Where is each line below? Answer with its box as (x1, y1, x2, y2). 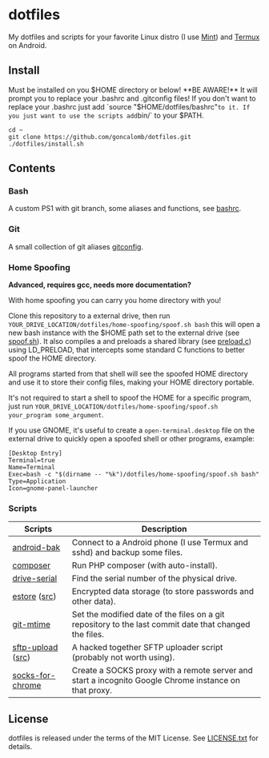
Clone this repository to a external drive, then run (8, 311, 171, 321)
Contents (8, 162, 56, 175)
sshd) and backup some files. (71, 547, 183, 558)
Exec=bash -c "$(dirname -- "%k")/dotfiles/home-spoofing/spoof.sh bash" (8, 470, 260, 479)
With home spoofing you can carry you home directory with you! (8, 296, 222, 305)
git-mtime (12, 619, 50, 630)
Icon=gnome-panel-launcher (8, 485, 98, 493)
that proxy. (71, 685, 113, 696)
